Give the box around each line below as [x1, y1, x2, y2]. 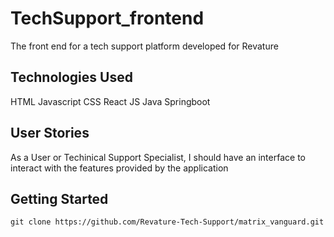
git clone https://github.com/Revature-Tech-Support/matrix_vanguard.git [10, 217, 325, 227]
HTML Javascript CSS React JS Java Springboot [10, 95, 211, 107]
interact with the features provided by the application [10, 162, 229, 174]
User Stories [10, 125, 90, 142]
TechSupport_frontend [10, 7, 205, 30]
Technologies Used [10, 69, 133, 86]
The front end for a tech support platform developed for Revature [10, 40, 279, 52]
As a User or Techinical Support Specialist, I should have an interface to [10, 151, 306, 163]
